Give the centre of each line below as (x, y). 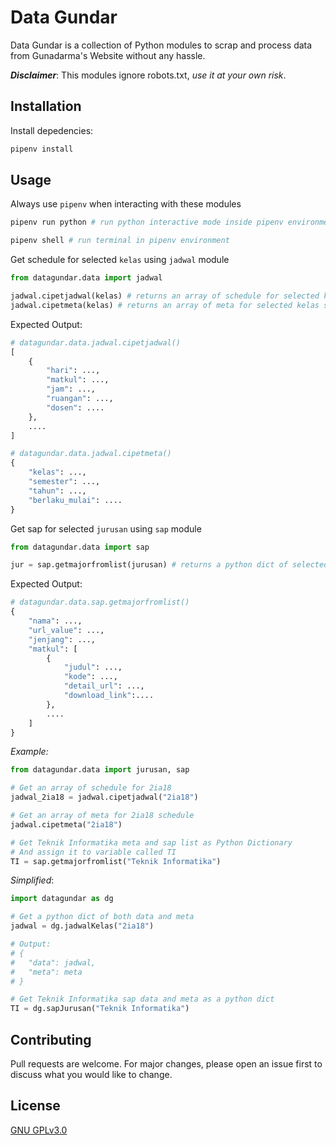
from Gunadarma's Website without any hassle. (108, 55)
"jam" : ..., (71, 389)
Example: (29, 752)
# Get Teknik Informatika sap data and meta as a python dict (142, 999)
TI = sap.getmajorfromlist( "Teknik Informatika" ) (116, 861)
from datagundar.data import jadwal (86, 278)
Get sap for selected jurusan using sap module (106, 528)
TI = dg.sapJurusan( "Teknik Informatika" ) (100, 1009)
